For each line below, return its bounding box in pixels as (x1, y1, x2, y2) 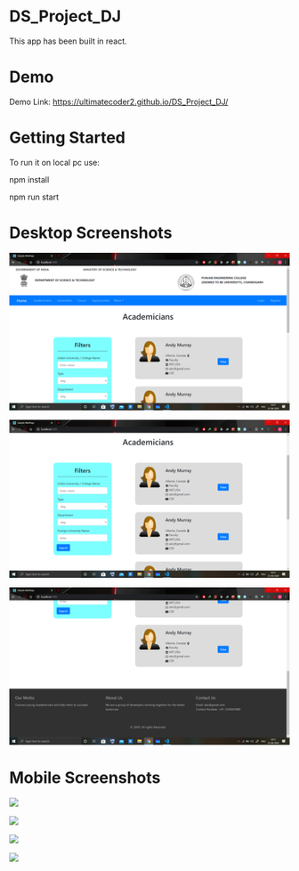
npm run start (9, 191, 60, 202)
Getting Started (9, 127, 126, 148)
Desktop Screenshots (9, 223, 173, 242)
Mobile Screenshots (9, 768, 161, 788)
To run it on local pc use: (9, 157, 101, 167)
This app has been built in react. (9, 36, 127, 46)
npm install (9, 174, 50, 184)
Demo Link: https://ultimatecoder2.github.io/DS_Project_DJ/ (9, 96, 229, 107)
